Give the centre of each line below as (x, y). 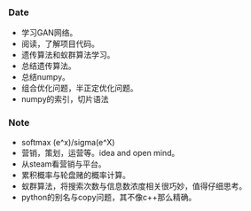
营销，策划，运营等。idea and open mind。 (100, 152)
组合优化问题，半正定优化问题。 (79, 88)
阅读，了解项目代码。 (60, 44)
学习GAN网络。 (49, 33)
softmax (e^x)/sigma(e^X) (68, 142)
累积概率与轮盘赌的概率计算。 (75, 175)
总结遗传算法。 (48, 66)
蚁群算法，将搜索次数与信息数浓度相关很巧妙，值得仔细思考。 (134, 186)
